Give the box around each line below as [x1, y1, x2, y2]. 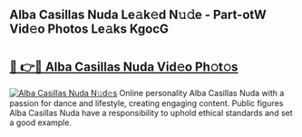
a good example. [9, 117, 73, 128]
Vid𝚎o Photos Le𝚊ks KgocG [9, 22, 170, 37]
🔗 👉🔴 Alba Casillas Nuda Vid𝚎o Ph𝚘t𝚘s [9, 59, 239, 74]
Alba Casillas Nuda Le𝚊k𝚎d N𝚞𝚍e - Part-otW [9, 7, 268, 23]
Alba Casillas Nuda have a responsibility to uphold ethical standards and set [9, 108, 293, 118]
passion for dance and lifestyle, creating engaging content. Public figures [9, 98, 284, 108]
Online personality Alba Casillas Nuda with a [119, 88, 285, 98]
